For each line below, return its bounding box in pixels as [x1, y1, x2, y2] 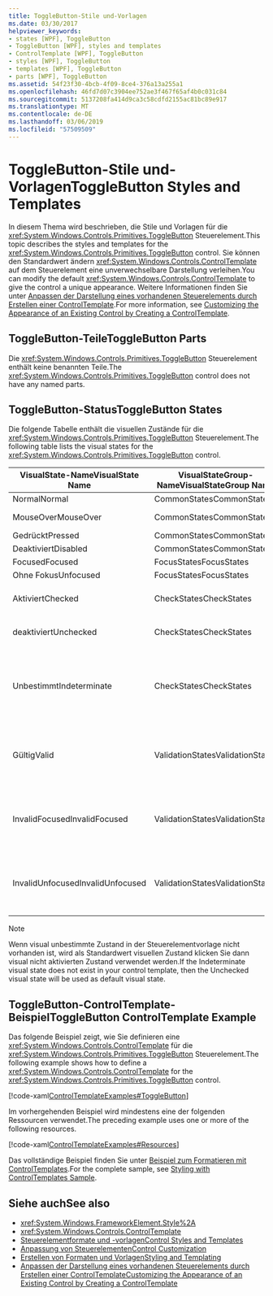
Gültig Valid [12, 750, 54, 761]
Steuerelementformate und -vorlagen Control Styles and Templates [19, 1235, 244, 1245]
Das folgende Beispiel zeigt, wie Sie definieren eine [8, 1032, 180, 1042]
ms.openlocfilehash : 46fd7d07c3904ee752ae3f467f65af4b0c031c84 [8, 87, 227, 96]
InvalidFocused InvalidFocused [12, 814, 128, 825]
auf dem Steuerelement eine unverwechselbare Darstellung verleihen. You [8, 265, 255, 275]
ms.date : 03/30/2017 [8, 20, 79, 28]
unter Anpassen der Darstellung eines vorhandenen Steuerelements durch [8, 290, 258, 301]
